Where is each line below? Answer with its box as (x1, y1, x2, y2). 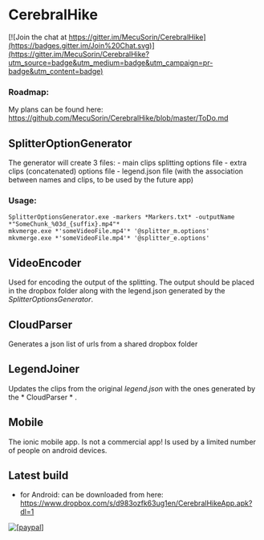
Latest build (8, 468, 69, 482)
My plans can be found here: (8, 104, 104, 114)
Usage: (8, 194, 38, 206)
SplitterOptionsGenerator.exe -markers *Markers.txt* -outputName (8, 213, 235, 222)
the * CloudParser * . (8, 392, 78, 402)
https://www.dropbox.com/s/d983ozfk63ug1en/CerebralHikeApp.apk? (19, 498, 253, 508)
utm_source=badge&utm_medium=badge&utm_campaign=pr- (8, 58, 213, 67)
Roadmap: (8, 86, 50, 97)
